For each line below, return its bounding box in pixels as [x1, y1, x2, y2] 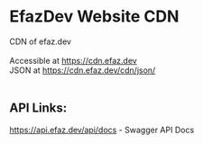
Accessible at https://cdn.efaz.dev [9, 55, 137, 66]
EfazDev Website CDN [9, 6, 180, 27]
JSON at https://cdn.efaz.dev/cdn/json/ [9, 65, 156, 76]
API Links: [9, 101, 68, 116]
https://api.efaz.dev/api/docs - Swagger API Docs [9, 124, 195, 135]
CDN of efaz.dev [9, 36, 72, 47]
